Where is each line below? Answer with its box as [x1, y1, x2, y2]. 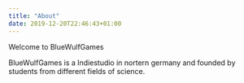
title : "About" [8, 11, 60, 20]
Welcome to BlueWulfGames [8, 41, 104, 51]
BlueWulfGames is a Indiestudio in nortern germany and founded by [8, 58, 236, 68]
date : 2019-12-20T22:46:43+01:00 [8, 20, 122, 28]
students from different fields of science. [8, 66, 146, 76]
